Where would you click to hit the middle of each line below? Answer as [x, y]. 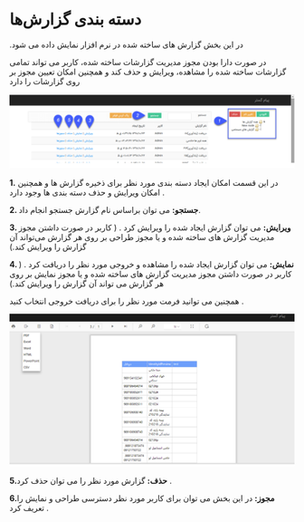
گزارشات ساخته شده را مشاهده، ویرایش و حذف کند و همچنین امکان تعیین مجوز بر [148, 72]
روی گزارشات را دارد [45, 81]
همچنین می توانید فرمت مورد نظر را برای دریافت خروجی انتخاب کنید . [127, 301]
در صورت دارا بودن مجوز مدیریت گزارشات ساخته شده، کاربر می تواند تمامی [138, 62]
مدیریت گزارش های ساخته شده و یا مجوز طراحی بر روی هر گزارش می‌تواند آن [142, 237]
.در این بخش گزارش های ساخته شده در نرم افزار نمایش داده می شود [127, 44]
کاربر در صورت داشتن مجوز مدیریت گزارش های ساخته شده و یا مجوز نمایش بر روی [151, 274]
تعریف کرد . [29, 508]
